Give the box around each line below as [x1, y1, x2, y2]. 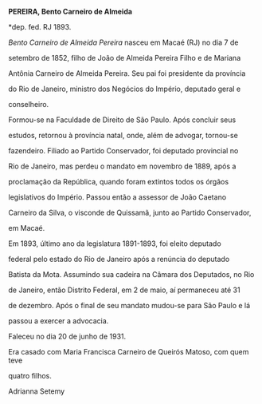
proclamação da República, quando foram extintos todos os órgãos [8, 177, 229, 186]
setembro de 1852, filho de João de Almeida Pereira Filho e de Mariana [8, 53, 241, 62]
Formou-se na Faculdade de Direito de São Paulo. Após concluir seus [8, 115, 237, 125]
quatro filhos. [8, 371, 52, 380]
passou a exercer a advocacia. [8, 316, 109, 326]
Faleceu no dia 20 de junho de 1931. [8, 331, 127, 341]
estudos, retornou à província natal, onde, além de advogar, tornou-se [8, 131, 239, 140]
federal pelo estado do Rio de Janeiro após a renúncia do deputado [8, 255, 230, 263]
